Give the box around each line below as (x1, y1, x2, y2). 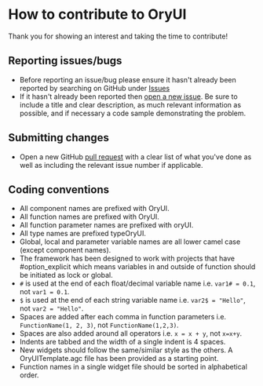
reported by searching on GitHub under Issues (19, 83, 170, 93)
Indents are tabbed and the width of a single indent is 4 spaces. (19, 337, 226, 347)
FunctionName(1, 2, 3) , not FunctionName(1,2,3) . (19, 320, 179, 330)
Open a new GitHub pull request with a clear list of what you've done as (19, 151, 252, 162)
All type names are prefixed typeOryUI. (19, 229, 147, 239)
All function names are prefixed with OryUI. (19, 212, 159, 221)
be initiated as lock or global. (19, 271, 114, 280)
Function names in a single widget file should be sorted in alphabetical (19, 362, 247, 372)
